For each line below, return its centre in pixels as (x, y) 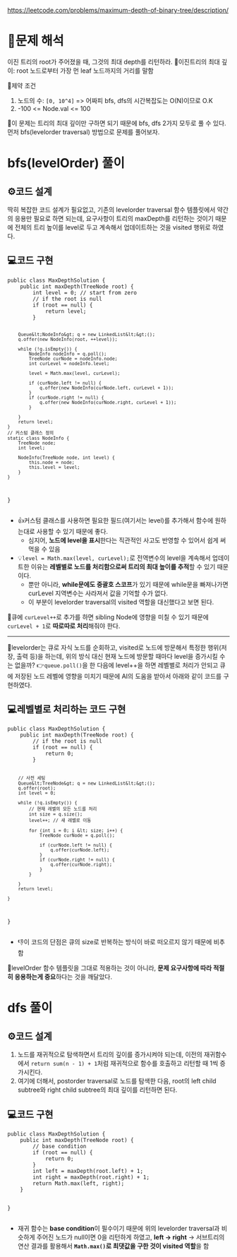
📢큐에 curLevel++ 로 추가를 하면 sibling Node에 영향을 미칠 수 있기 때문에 (108, 616)
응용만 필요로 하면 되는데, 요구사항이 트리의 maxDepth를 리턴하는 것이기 (114, 218)
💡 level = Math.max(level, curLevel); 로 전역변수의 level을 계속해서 (114, 558)
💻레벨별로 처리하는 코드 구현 (67, 709)
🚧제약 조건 (22, 85)
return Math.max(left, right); (79, 1183)
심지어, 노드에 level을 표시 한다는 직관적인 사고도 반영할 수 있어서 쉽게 (123, 540)
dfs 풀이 (30, 1008)
